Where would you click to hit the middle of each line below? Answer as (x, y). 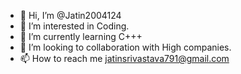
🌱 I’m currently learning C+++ (81, 36)
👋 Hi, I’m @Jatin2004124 (70, 15)
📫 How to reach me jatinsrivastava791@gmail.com (124, 58)
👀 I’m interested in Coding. (74, 26)
